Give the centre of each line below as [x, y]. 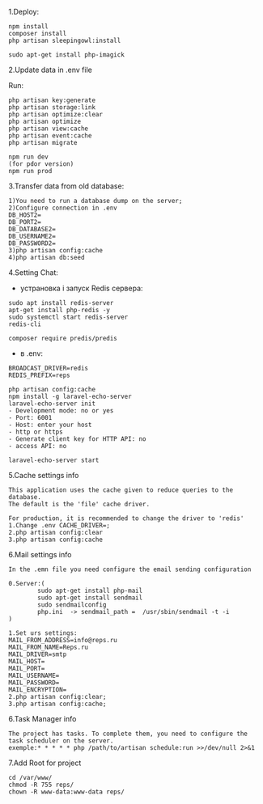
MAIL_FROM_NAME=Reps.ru [49, 647]
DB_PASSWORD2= [32, 243]
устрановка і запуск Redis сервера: [81, 288]
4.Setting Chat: [34, 273]
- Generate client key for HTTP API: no [78, 439]
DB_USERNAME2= [32, 236]
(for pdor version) [41, 164]
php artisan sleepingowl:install [65, 40]
